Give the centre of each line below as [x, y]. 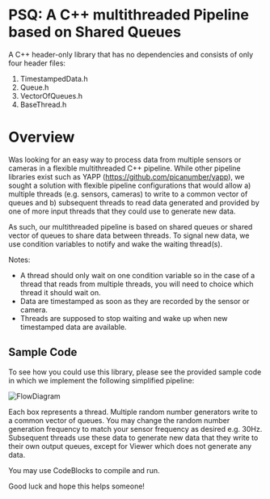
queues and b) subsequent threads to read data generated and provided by [134, 202]
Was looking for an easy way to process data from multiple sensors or [125, 159]
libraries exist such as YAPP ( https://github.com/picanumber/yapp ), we [127, 176]
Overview [42, 137]
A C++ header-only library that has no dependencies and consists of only [131, 54]
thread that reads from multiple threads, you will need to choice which [137, 284]
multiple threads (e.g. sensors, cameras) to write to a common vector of [128, 194]
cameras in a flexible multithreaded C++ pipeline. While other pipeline [124, 168]
